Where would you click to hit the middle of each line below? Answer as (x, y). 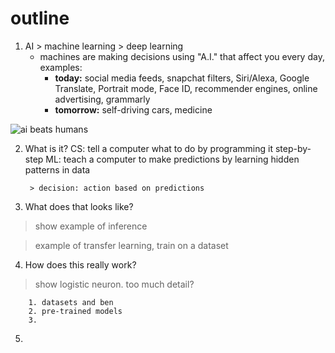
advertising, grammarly (102, 99)
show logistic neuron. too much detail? (114, 284)
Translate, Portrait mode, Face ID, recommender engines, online (186, 88)
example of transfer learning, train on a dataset (131, 245)
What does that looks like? (79, 206)
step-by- (293, 148)
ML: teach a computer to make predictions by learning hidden (172, 159)
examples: (61, 67)
